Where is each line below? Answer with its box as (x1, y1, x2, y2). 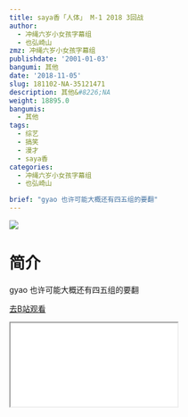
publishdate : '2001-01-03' (9, 54, 110, 63)
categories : (9, 163, 53, 171)
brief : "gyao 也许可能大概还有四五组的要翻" (9, 196, 159, 204)
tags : (9, 121, 29, 130)
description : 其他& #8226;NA (9, 88, 111, 96)
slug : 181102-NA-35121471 (9, 79, 105, 88)
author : (9, 21, 38, 30)
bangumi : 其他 (9, 63, 60, 72)
